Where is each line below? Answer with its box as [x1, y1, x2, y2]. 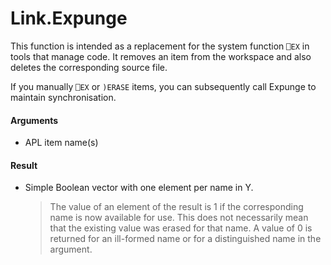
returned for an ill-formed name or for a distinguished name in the [49, 233, 322, 245]
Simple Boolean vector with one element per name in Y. [24, 182, 254, 194]
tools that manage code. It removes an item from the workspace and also [10, 50, 312, 62]
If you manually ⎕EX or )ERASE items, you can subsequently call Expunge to [10, 80, 317, 92]
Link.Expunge [10, 7, 128, 30]
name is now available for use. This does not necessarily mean [49, 212, 309, 224]
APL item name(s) [24, 137, 99, 149]
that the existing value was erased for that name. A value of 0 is [49, 222, 313, 234]
